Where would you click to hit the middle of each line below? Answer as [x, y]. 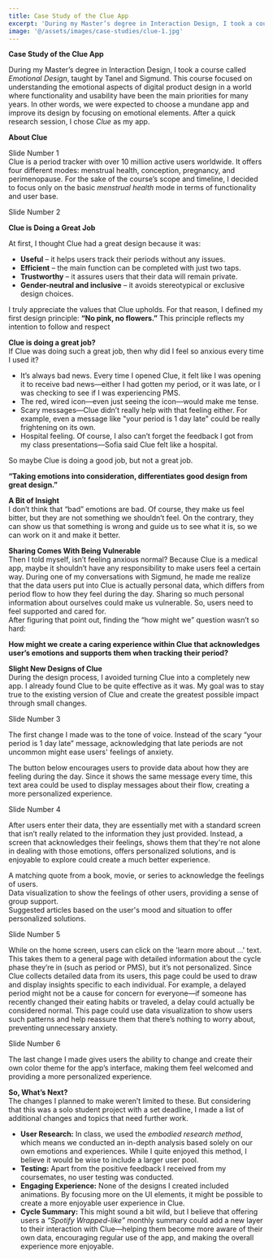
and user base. [33, 197]
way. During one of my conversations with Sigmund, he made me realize [130, 577]
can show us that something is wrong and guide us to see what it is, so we [133, 527]
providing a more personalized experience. [80, 1077]
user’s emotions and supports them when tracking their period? [119, 653]
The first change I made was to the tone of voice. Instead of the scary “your [135, 735]
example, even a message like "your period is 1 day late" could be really [140, 419]
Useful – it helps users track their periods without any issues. [123, 259]
